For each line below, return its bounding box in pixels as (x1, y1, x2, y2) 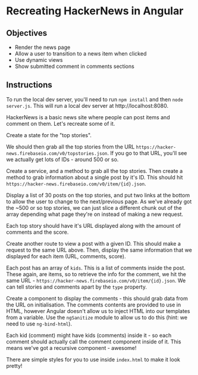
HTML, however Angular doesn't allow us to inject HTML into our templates (6, 307, 190, 314)
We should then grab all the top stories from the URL (6, 143, 135, 150)
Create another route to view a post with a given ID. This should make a (6, 240, 181, 247)
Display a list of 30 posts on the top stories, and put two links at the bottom (6, 191, 190, 199)
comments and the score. (6, 228, 69, 235)
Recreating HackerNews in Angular (6, 4, 184, 18)
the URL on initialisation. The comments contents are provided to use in (6, 301, 181, 308)
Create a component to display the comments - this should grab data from (6, 295, 188, 302)
